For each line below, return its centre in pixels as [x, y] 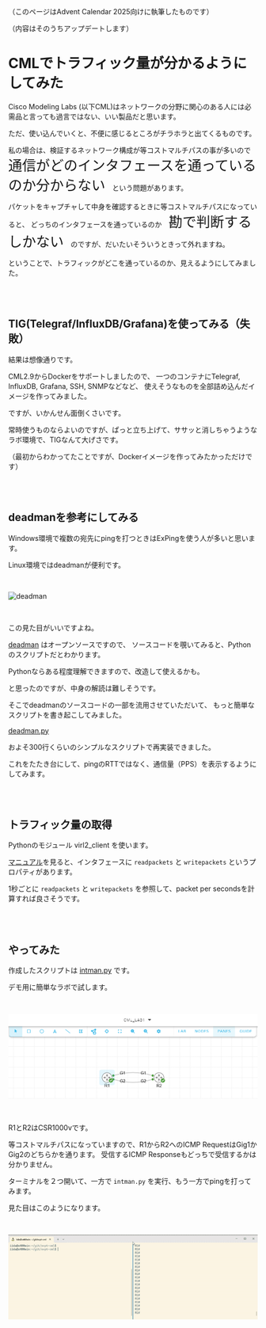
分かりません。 [32, 1164]
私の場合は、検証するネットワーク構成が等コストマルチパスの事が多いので [129, 150]
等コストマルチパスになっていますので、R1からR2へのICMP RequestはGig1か [133, 1145]
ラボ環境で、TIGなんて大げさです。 [65, 439]
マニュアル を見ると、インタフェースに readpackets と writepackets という [129, 862]
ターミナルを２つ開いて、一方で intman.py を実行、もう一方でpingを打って [130, 1182]
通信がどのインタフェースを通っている [133, 166]
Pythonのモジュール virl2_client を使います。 [80, 845]
